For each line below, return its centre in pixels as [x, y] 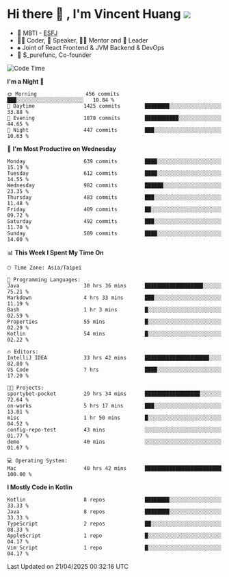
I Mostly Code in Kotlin [40, 487]
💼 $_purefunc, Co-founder [54, 55]
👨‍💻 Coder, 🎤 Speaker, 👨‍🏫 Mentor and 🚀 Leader [82, 40]
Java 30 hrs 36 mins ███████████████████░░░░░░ [114, 285]
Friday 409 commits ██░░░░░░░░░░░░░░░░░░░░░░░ [114, 209]
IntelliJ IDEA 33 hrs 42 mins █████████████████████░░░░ [114, 357]
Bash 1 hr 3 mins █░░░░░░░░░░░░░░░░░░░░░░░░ [114, 309]
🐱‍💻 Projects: [26, 388]
